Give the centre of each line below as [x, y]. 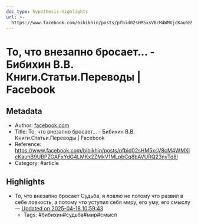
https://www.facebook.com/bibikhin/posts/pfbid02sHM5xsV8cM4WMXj [102, 151]
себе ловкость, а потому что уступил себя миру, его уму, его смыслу [102, 202]
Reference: [28, 144]
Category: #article [37, 163]
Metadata [24, 111]
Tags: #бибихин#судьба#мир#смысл [70, 215]
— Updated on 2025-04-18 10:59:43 [59, 209]
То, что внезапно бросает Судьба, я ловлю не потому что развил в [99, 196]
